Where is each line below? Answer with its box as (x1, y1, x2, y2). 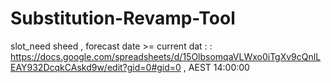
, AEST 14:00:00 (183, 61, 250, 73)
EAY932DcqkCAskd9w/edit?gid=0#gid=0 (10, 61, 182, 73)
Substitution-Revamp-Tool (10, 7, 236, 30)
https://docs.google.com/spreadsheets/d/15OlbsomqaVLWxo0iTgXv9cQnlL (10, 50, 322, 62)
